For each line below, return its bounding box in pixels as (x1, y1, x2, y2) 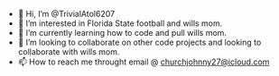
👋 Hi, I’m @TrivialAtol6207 (17, 9, 116, 19)
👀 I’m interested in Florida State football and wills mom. (17, 18, 223, 29)
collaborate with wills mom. (17, 46, 120, 57)
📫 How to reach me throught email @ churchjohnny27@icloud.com (17, 56, 270, 67)
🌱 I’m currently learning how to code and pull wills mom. (17, 28, 228, 38)
